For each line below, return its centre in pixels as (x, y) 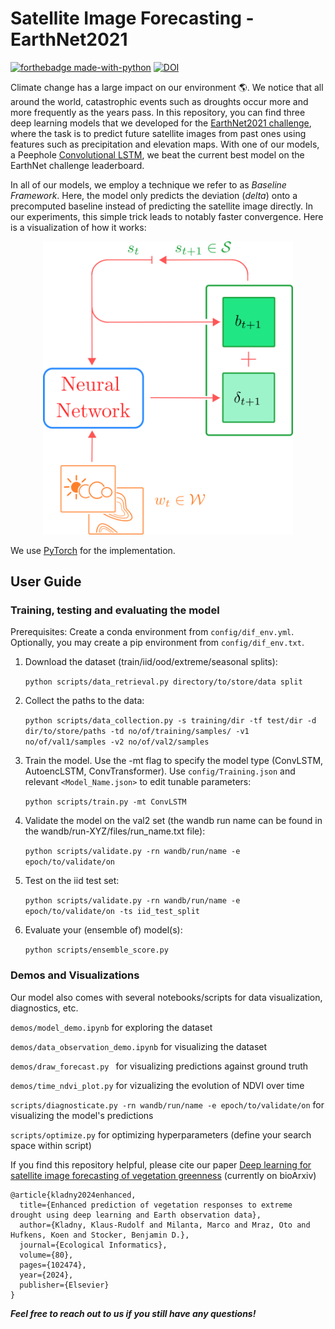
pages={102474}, (53, 1265)
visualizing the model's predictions (82, 1115)
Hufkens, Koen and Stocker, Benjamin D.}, (100, 1235)
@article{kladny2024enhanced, (73, 1195)
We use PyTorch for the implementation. (93, 550)
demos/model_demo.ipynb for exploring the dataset (111, 1027)
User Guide (46, 581)
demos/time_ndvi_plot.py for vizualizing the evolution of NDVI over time (157, 1085)
